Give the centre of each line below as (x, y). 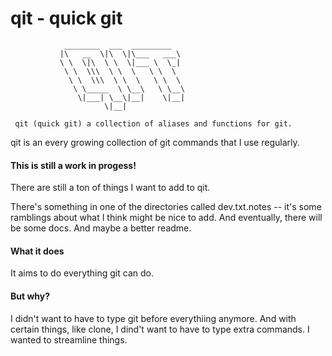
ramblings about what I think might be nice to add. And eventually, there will (166, 218)
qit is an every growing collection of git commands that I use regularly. (155, 142)
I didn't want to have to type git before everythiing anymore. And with (153, 318)
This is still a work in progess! (73, 165)
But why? (30, 296)
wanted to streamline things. (69, 339)
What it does (37, 251)
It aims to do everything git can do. (82, 273)
